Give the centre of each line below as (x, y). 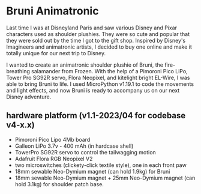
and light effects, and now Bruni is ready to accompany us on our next (93, 90)
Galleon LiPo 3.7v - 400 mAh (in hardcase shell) (74, 146)
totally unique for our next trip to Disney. (56, 53)
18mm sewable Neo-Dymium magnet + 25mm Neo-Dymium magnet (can (105, 178)
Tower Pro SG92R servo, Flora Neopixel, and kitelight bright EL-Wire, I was (98, 77)
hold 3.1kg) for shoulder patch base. (59, 184)
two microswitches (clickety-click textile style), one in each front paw (101, 165)
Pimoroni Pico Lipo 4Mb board (52, 139)
